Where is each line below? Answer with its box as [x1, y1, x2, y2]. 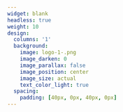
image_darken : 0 [20, 56, 68, 63]
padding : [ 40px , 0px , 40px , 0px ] [20, 95, 117, 102]
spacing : [13, 88, 39, 95]
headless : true [7, 17, 52, 24]
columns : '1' [13, 36, 52, 43]
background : [13, 42, 49, 49]
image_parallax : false [20, 62, 86, 69]
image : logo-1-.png [20, 49, 77, 56]
